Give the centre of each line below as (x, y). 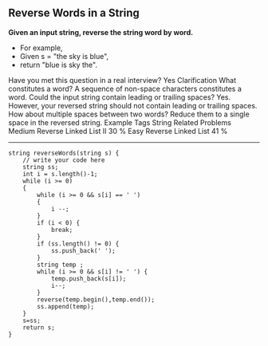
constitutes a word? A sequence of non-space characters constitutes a (125, 88)
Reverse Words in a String (74, 13)
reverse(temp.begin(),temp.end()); (96, 299)
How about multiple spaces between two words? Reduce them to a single (129, 114)
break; (62, 230)
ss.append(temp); (65, 306)
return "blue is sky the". (59, 65)
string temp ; (60, 265)
